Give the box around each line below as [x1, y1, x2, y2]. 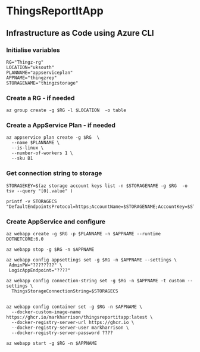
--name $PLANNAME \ [11, 140, 60, 146]
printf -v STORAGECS [6, 198, 58, 204]
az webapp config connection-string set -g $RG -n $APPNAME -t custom [6, 278, 185, 284]
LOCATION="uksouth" [6, 64, 55, 70]
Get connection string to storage [6, 169, 102, 177]
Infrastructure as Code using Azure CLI [6, 28, 155, 38]
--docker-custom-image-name [11, 309, 82, 315]
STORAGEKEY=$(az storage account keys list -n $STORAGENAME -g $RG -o [6, 183, 187, 189]
